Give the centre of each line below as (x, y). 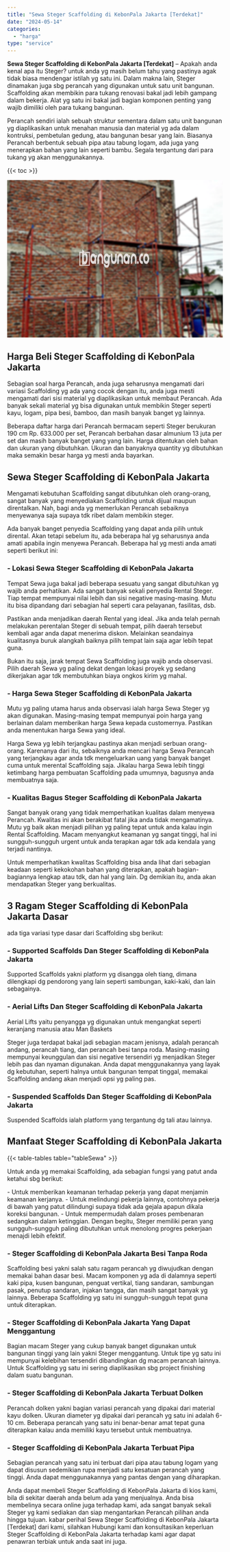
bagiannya (22, 877)
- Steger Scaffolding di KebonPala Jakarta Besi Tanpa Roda (107, 1254)
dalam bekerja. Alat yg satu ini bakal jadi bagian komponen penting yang (109, 100)
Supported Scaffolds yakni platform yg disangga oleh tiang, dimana (102, 974)
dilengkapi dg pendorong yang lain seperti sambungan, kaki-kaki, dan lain (111, 982)
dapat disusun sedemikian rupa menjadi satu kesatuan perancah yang (106, 1470)
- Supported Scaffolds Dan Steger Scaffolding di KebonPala (108, 950)
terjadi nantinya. (30, 849)
